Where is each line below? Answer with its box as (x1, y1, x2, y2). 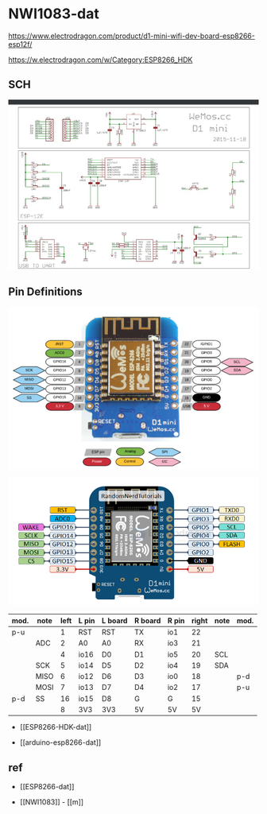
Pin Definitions (8, 285, 83, 299)
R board (133, 615, 161, 625)
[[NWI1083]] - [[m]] (19, 797, 84, 807)
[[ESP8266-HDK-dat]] (19, 723, 92, 732)
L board (102, 615, 128, 625)
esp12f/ (8, 39, 33, 48)
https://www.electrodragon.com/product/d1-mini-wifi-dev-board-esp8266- (8, 31, 256, 41)
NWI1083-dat (8, 5, 99, 23)
